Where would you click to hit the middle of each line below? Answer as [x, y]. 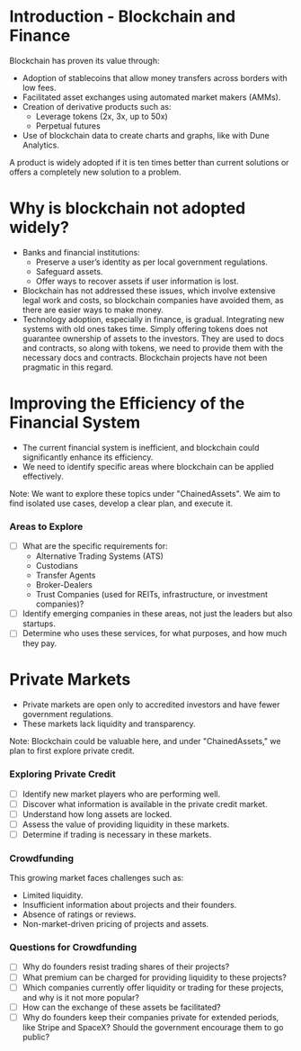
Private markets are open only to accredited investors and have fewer [151, 705]
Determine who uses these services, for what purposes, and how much [155, 633]
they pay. [40, 643]
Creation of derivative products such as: [97, 106]
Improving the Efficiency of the [127, 404]
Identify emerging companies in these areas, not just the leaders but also [157, 614]
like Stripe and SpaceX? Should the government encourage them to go [153, 1027]
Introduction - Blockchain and [123, 17]
